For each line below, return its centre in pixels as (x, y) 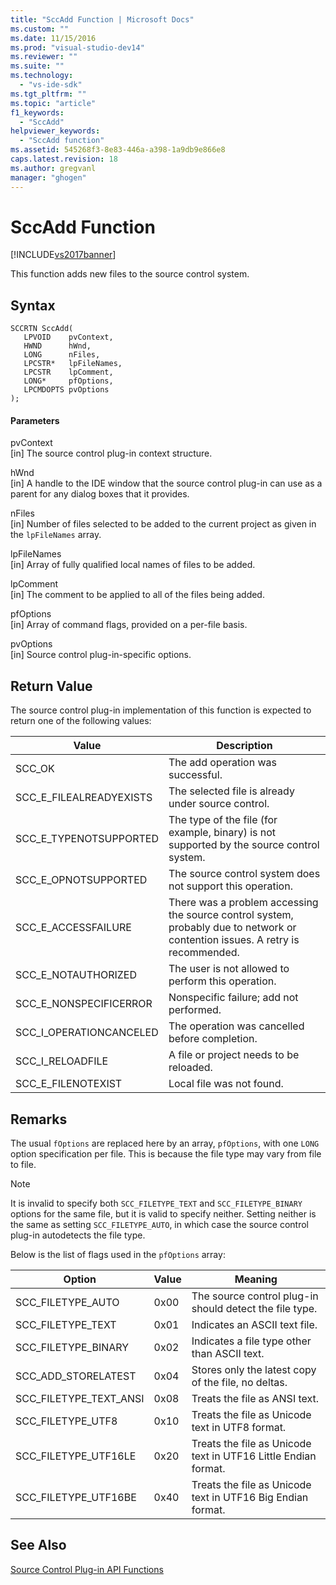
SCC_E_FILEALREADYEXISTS (84, 798)
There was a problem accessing (243, 903)
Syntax (33, 305)
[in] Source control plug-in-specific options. (101, 655)
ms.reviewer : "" (44, 57)
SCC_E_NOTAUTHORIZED (76, 975)
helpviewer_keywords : (55, 131)
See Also (38, 1545)
